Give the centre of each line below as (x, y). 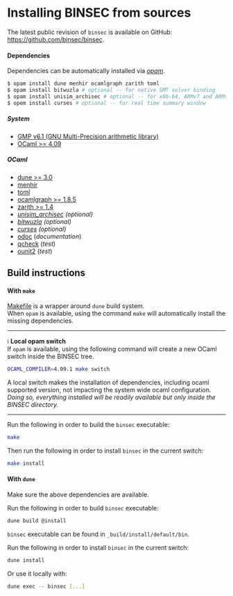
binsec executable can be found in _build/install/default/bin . (98, 534)
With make (21, 291)
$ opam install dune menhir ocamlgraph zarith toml (83, 84)
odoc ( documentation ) (49, 236)
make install (26, 463)
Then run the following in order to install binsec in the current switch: (105, 451)
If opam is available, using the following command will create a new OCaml (112, 349)
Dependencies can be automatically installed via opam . (86, 71)
